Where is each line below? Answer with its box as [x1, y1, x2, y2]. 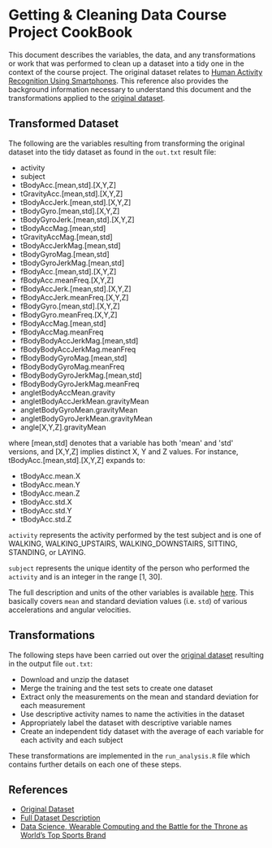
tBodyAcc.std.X [19, 496, 73, 506]
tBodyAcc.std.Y [19, 505, 72, 515]
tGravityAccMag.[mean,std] [19, 232, 113, 242]
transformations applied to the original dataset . [8, 93, 166, 103]
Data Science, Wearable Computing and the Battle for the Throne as [19, 822, 248, 832]
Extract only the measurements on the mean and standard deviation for [19, 692, 259, 702]
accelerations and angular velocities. [8, 605, 132, 614]
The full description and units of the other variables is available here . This [8, 588, 254, 597]
